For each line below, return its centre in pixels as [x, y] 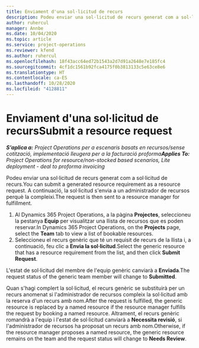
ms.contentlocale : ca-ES [37, 78]
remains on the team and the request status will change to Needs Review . [96, 338]
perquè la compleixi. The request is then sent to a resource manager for [93, 197]
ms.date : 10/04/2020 [32, 34]
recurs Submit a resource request [89, 131]
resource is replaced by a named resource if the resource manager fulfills [96, 307]
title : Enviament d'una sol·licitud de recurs [65, 12]
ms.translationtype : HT [36, 72]
